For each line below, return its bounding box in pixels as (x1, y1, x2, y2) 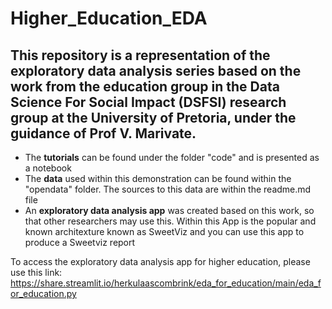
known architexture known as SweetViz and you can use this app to (24, 226, 305, 237)
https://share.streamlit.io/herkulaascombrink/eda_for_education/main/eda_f (10, 277, 322, 289)
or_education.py (10, 288, 77, 299)
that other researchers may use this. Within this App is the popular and (24, 215, 317, 227)
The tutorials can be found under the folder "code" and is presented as (24, 152, 320, 163)
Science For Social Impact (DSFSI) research (10, 93, 287, 111)
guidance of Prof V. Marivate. (10, 125, 197, 142)
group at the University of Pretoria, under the (10, 109, 297, 126)
